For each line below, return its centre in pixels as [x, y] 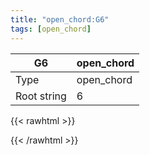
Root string [41, 96]
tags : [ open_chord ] [51, 29]
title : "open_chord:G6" [60, 19]
